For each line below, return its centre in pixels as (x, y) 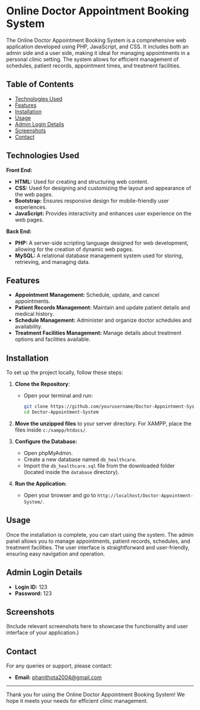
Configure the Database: (46, 441)
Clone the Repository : (42, 384)
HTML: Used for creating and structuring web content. (82, 182)
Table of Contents (40, 84)
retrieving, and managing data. (52, 262)
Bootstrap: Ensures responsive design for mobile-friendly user (92, 201)
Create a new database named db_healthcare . (80, 459)
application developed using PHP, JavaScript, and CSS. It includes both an (97, 47)
